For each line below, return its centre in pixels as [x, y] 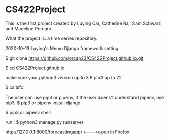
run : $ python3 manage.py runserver [44, 122]
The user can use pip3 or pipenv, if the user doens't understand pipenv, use [85, 97]
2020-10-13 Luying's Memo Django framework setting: [63, 48]
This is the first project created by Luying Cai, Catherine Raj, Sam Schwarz [83, 23]
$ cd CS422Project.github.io [35, 68]
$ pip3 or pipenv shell [28, 112]
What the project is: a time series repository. [52, 38]
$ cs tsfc [14, 87]
